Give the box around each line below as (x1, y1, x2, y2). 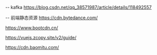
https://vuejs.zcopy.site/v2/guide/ (5, 35, 77, 40)
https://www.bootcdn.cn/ (5, 25, 58, 31)
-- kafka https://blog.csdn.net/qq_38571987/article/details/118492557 (5, 5, 152, 10)
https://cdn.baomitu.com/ (5, 44, 59, 50)
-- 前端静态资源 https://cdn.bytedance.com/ (5, 15, 98, 21)
